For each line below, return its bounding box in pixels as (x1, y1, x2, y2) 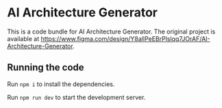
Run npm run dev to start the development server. (7, 93, 146, 101)
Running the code (7, 62, 84, 73)
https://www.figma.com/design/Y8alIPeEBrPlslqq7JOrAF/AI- (40, 34, 210, 42)
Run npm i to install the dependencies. (7, 80, 115, 88)
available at (7, 34, 40, 42)
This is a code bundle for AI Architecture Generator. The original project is (7, 27, 216, 36)
